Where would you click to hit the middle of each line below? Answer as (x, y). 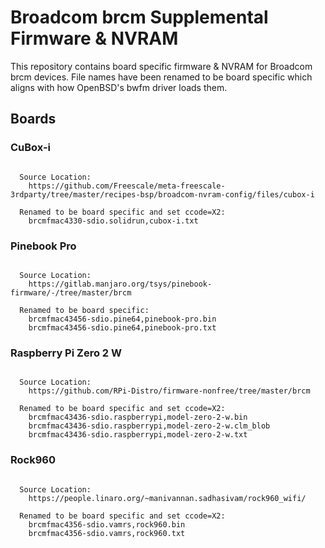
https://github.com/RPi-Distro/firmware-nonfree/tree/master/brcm (169, 391)
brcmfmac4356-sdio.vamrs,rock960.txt (107, 533)
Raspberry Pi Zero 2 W (66, 353)
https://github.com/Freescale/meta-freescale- (127, 186)
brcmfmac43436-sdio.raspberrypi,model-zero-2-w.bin (138, 417)
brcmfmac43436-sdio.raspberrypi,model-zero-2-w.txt (138, 435)
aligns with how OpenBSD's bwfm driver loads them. (119, 87)
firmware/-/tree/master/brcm (71, 292)
